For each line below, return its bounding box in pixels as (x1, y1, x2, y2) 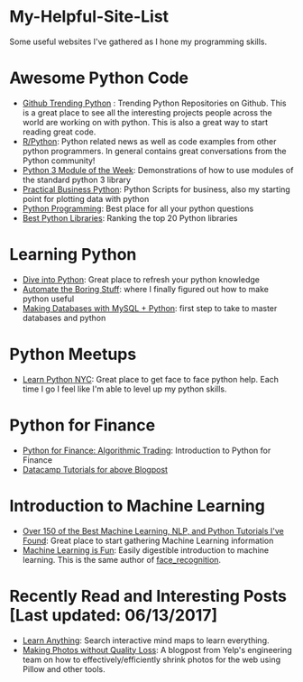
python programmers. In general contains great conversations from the (22, 145, 287, 156)
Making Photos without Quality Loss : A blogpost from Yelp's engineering (22, 644, 292, 655)
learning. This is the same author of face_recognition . (22, 554, 222, 565)
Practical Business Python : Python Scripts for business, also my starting (22, 183, 290, 195)
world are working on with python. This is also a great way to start (22, 116, 269, 127)
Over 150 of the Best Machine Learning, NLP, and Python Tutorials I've (22, 525, 284, 536)
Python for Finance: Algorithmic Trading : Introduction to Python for (22, 445, 271, 456)
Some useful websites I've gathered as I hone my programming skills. (9, 36, 268, 47)
